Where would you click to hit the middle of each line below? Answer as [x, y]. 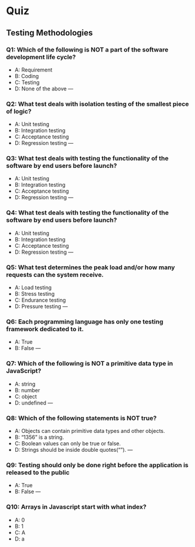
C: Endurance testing [40, 300]
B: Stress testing [34, 294]
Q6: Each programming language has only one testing [85, 322]
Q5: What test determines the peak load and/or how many [91, 267]
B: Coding [27, 76]
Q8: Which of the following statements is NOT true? [82, 418]
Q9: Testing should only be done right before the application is [97, 465]
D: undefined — [34, 403]
